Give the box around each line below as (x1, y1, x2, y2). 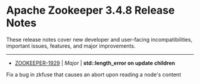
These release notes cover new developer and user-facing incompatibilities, (6, 36, 193, 43)
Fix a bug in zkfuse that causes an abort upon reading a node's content (6, 71, 182, 78)
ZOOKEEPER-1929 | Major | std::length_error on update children (14, 59, 176, 66)
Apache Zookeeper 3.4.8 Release (6, 4, 175, 17)
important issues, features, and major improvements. (6, 42, 136, 49)
